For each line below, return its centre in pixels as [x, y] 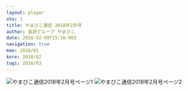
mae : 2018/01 [23, 51]
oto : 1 [14, 19]
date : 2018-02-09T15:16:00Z [42, 38]
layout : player [25, 13]
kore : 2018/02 [24, 57]
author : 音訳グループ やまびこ [41, 32]
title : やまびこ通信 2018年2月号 [44, 25]
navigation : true [28, 44]
